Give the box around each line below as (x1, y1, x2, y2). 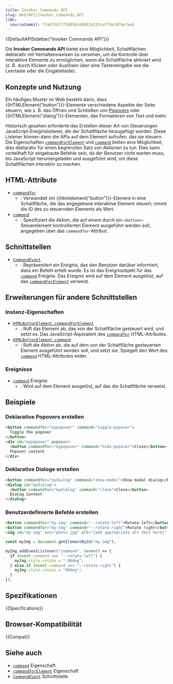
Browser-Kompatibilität (5, 620, 82, 629)
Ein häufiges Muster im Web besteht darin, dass (5, 96, 107, 103)
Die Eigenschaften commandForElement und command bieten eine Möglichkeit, (5, 139, 163, 146)
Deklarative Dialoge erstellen (5, 466, 79, 473)
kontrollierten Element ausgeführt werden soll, (53, 222, 151, 228)
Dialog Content (10, 492, 43, 497)
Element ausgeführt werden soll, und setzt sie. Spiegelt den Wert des (20, 348, 168, 354)
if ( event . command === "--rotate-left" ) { (10, 553, 102, 559)
